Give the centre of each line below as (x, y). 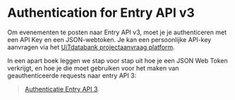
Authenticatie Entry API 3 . (62, 89)
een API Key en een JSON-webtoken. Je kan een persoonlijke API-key (109, 39)
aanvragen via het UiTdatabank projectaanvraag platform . (91, 47)
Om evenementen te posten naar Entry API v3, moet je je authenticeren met (117, 32)
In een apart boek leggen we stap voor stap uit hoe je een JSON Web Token (117, 60)
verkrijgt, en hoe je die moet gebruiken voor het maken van (93, 68)
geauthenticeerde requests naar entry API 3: (72, 76)
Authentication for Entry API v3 (101, 13)
